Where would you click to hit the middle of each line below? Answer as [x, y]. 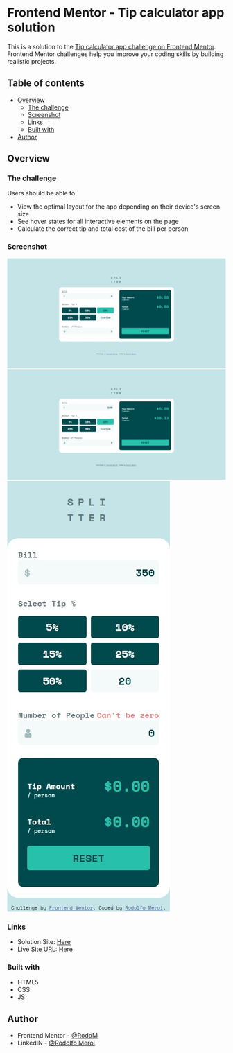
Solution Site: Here [44, 941]
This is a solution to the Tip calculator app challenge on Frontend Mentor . [112, 46]
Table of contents [46, 84]
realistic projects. [32, 61]
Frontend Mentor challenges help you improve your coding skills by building [115, 54]
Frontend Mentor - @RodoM [58, 1036]
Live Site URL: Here [45, 949]
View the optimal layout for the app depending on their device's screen [119, 207]
